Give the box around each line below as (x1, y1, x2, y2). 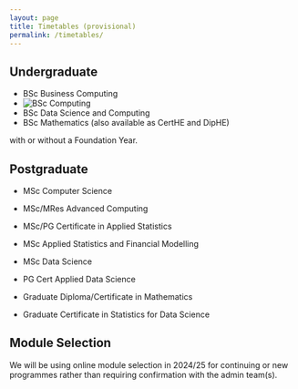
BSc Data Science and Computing (22, 107, 150, 118)
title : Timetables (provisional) (9, 22, 137, 31)
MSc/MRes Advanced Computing (22, 203, 149, 214)
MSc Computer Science (22, 186, 112, 196)
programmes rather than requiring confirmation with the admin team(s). (9, 369, 278, 380)
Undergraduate (9, 64, 98, 79)
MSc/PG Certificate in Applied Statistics (22, 220, 172, 231)
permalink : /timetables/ (9, 30, 104, 39)
